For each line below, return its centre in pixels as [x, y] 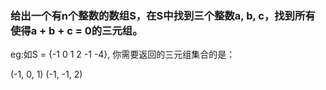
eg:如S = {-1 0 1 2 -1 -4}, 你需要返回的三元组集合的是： [123, 54]
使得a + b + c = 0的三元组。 [76, 30]
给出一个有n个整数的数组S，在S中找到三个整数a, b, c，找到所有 [163, 15]
